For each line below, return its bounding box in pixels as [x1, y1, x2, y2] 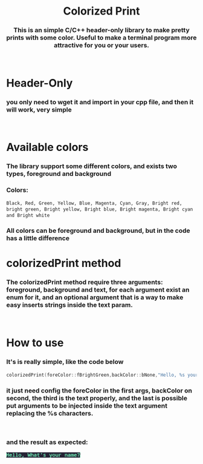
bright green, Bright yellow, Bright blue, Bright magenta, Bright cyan [6, 206, 193, 213]
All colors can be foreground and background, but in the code [6, 226, 190, 235]
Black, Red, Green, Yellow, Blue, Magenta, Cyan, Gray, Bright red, [6, 200, 182, 207]
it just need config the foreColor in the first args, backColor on [6, 386, 192, 395]
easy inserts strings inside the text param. [6, 301, 133, 309]
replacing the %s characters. [6, 409, 94, 418]
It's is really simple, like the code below [6, 357, 124, 366]
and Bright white [6, 212, 50, 219]
